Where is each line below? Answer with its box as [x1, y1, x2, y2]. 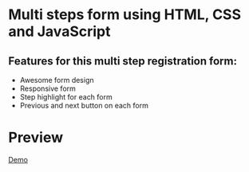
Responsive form [19, 84, 76, 93]
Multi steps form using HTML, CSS [8, 6, 242, 24]
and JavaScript [8, 22, 111, 41]
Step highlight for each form [19, 92, 113, 101]
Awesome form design [19, 76, 94, 84]
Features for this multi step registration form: [8, 54, 238, 68]
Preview [8, 129, 64, 147]
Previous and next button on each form [19, 101, 149, 110]
